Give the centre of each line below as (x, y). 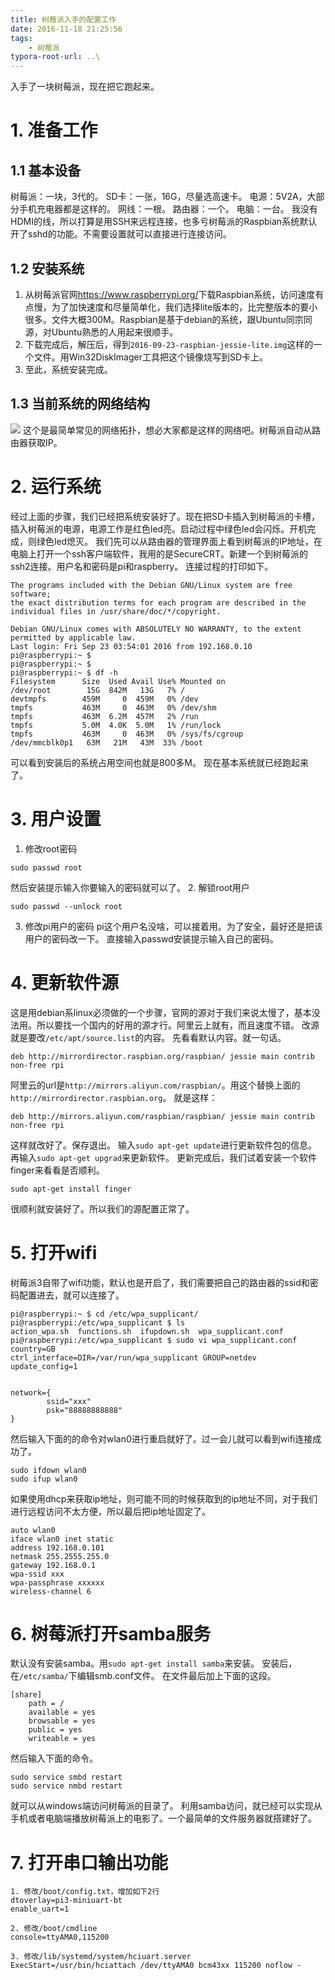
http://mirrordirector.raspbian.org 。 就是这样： (114, 1097)
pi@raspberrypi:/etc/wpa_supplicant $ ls (98, 1322)
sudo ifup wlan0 (44, 1479)
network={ (31, 1392)
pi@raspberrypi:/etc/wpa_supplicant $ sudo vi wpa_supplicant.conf (154, 1340)
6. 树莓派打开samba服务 (111, 1633)
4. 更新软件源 (65, 982)
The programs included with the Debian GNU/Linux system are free (151, 585)
